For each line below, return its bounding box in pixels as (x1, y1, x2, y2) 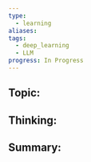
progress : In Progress (8, 57, 84, 65)
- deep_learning (15, 42, 69, 50)
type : (8, 11, 26, 20)
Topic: (8, 86, 41, 100)
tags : (8, 34, 26, 43)
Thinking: (8, 113, 57, 127)
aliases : (8, 26, 38, 34)
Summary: (8, 141, 61, 155)
